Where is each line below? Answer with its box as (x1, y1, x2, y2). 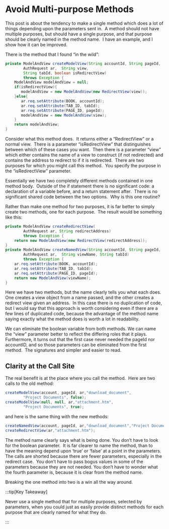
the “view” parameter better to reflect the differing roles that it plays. (5, 331, 147, 337)
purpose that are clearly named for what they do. (5, 509, 107, 515)
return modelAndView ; (14, 122, 59, 127)
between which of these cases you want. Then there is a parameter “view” (5, 147, 161, 153)
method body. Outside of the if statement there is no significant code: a (5, 183, 154, 189)
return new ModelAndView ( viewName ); (14, 276, 92, 281)
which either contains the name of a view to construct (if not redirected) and (5, 152, 163, 158)
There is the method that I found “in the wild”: (5, 51, 100, 57)
